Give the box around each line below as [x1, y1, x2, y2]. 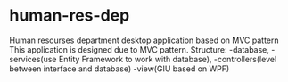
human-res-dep [9, 5, 130, 26]
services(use [9, 53, 57, 64]
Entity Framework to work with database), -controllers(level [58, 53, 277, 64]
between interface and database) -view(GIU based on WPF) [9, 63, 230, 74]
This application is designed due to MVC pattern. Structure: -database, [9, 44, 270, 54]
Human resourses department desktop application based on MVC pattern [9, 35, 279, 45]
